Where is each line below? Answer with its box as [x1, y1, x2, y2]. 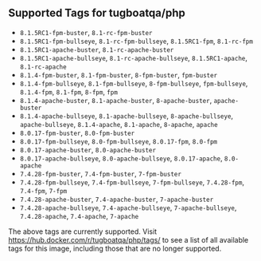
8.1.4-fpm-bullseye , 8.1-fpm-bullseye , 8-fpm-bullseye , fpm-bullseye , [19, 78, 248, 88]
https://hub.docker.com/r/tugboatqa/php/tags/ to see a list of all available [8, 235, 249, 244]
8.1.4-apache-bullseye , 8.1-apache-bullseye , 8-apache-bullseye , [19, 111, 233, 121]
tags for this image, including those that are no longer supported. [8, 243, 222, 253]
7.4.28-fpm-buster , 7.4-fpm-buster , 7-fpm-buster [19, 168, 181, 178]
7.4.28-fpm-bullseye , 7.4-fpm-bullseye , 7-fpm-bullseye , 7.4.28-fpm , [19, 177, 245, 187]
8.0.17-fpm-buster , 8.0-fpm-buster [19, 128, 135, 137]
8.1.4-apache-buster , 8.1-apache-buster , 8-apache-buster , [19, 95, 212, 105]
